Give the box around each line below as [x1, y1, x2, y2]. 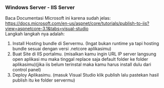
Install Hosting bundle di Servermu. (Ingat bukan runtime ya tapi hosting [12, 41, 160, 46]
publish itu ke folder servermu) [12, 77, 75, 83]
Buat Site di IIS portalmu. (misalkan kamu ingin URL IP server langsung [12, 51, 157, 57]
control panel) [12, 67, 41, 73]
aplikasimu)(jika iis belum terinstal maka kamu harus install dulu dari [12, 61, 151, 68]
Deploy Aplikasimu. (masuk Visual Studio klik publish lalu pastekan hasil [12, 72, 159, 78]
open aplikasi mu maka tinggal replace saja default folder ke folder [12, 56, 149, 62]
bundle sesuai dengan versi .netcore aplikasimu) [12, 46, 111, 52]
